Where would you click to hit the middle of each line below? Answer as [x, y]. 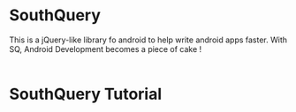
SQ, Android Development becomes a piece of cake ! [106, 49]
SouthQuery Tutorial [86, 94]
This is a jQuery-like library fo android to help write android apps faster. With [148, 40]
